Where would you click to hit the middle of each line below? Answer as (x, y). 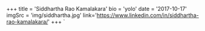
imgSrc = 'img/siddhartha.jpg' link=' (52, 15)
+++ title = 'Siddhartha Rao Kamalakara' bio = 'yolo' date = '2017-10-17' (97, 9)
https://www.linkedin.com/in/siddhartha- (148, 15)
